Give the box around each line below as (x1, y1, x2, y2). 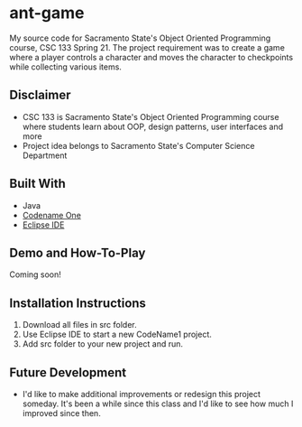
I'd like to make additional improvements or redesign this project (22, 389, 261, 399)
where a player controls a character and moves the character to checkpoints (9, 51, 294, 62)
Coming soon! (9, 269, 61, 280)
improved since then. (22, 408, 101, 418)
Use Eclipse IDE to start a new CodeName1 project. (22, 329, 212, 340)
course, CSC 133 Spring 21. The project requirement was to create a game (9, 42, 286, 52)
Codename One (22, 209, 81, 220)
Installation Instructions (9, 295, 147, 311)
